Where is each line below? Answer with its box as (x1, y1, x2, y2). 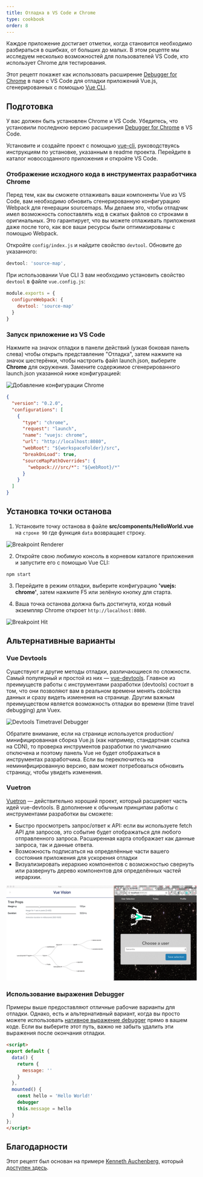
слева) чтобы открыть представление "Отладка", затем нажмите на (6, 351, 182, 358)
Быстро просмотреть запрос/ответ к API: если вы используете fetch (14, 822, 192, 829)
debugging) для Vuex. (6, 706, 62, 714)
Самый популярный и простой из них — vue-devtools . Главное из (6, 674, 176, 681)
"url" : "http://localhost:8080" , (22, 439, 107, 445)
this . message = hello (17, 1106, 71, 1112)
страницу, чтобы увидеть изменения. (6, 768, 103, 776)
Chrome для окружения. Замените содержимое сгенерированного (6, 363, 180, 371)
